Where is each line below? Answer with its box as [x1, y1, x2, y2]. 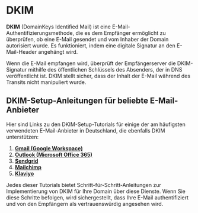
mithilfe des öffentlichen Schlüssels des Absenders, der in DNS [28, 66, 183, 73]
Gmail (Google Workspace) [14, 144, 83, 151]
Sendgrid [14, 157, 39, 164]
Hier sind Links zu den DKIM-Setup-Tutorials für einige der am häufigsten [6, 121, 186, 128]
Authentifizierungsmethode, [6, 29, 75, 36]
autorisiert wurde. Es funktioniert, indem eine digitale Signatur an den [6, 42, 176, 49]
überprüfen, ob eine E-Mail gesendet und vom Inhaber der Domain [6, 35, 169, 43]
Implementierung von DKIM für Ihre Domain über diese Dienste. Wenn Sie [6, 188, 186, 195]
